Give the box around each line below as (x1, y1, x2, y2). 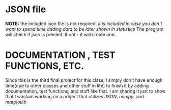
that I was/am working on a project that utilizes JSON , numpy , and (5, 93, 144, 99)
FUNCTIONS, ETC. (5, 60, 84, 72)
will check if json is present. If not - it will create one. (5, 31, 116, 37)
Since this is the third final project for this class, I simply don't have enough (5, 77, 163, 83)
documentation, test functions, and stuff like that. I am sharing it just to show (5, 88, 166, 94)
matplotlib (5, 99, 26, 105)
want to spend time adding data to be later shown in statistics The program (5, 26, 164, 32)
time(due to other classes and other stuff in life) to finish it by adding (5, 82, 149, 89)
